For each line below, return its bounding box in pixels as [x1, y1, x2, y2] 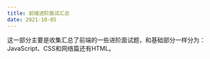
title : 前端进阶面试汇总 [7, 9, 70, 17]
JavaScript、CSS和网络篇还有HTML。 [7, 44, 115, 52]
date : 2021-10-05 [7, 16, 57, 23]
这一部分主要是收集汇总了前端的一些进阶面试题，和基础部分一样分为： [7, 35, 206, 44]
